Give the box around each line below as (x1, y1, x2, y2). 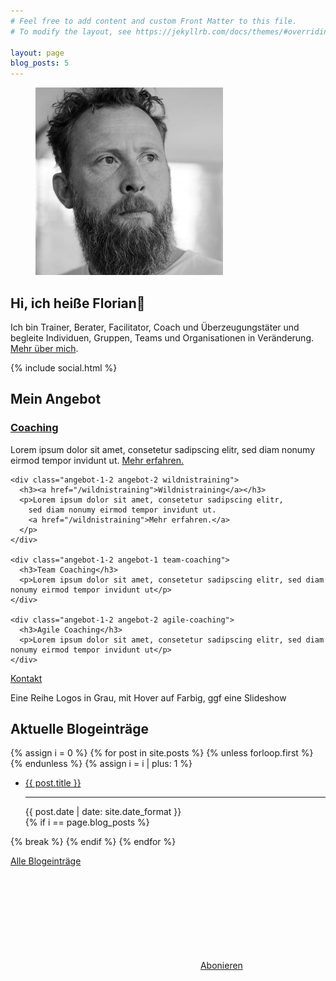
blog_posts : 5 (10, 58, 70, 69)
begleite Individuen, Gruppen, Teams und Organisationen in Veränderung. (10, 331, 315, 344)
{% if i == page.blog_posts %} (24, 816, 150, 829)
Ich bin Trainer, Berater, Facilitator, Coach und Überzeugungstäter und (10, 321, 300, 333)
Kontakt (10, 672, 43, 684)
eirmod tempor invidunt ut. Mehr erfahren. (10, 454, 185, 466)
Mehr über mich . (10, 342, 79, 354)
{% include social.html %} (10, 361, 118, 374)
